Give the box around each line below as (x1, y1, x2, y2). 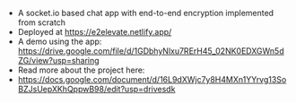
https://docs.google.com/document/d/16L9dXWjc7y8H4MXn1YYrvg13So (17, 74, 287, 84)
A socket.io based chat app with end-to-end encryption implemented (17, 8, 274, 18)
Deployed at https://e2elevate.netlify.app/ (17, 27, 172, 37)
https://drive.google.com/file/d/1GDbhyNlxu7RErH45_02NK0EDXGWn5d (17, 46, 284, 56)
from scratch (17, 17, 65, 28)
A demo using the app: (17, 36, 102, 47)
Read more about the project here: (17, 64, 145, 75)
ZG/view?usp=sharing (17, 56, 100, 65)
